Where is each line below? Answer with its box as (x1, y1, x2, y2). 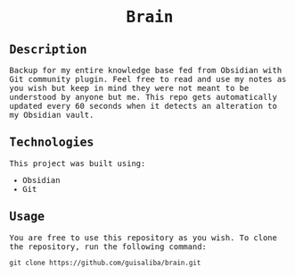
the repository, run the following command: (9, 241, 208, 252)
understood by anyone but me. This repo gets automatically (9, 92, 278, 102)
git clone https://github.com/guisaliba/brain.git (9, 258, 201, 267)
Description (9, 42, 87, 56)
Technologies (9, 135, 94, 150)
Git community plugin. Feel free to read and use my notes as (9, 74, 287, 84)
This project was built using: (9, 158, 146, 168)
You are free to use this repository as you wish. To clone (9, 232, 278, 243)
